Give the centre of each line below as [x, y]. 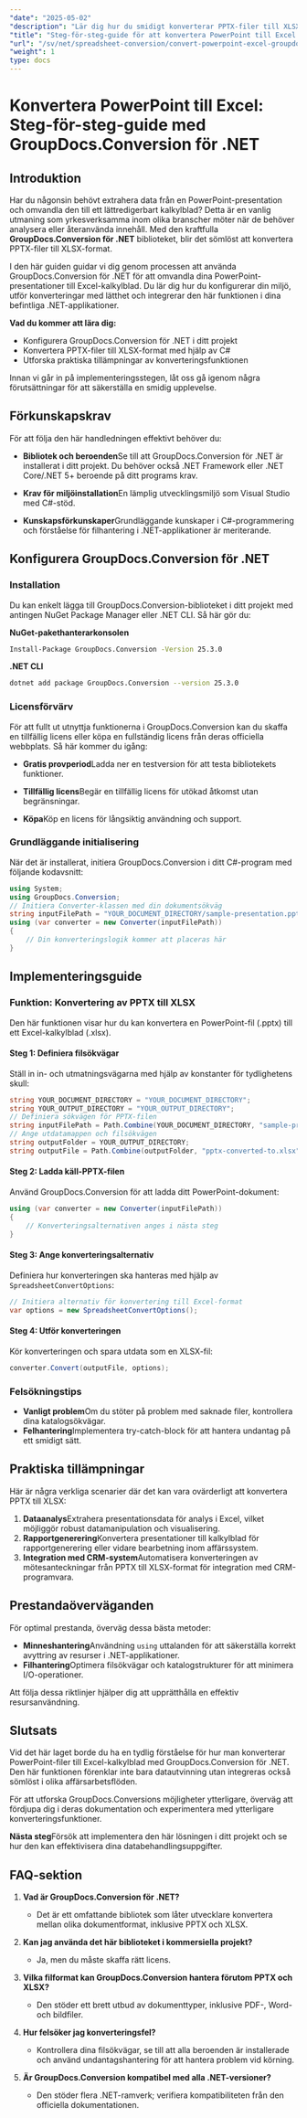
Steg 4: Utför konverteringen [65, 1331]
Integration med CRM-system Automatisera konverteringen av [140, 1557]
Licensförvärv [42, 707]
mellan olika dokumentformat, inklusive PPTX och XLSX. [142, 1924]
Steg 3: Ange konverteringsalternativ [82, 1255]
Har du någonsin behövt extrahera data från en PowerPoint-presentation [146, 200]
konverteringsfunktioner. [56, 1819]
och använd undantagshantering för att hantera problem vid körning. [165, 2060]
